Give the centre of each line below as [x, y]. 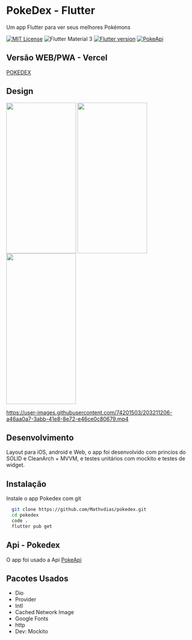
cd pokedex [25, 515]
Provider [26, 600]
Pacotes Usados [37, 578]
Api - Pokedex [33, 545]
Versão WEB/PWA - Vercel [57, 58]
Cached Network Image [44, 612]
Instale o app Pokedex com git [44, 498]
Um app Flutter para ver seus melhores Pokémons [68, 27]
